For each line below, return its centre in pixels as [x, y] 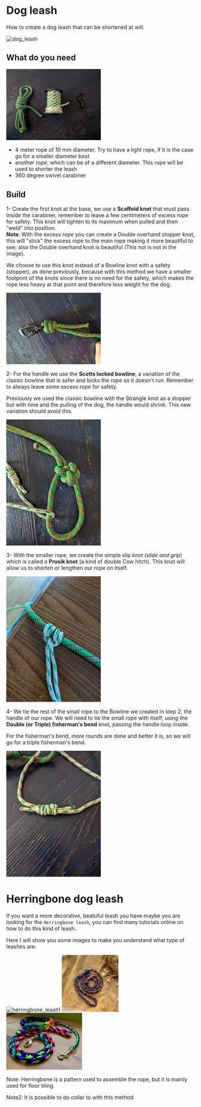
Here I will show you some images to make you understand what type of [95, 940]
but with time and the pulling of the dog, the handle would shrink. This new [99, 405]
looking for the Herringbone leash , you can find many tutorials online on [95, 922]
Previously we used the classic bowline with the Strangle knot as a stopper [99, 398]
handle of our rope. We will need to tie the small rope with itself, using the [97, 718]
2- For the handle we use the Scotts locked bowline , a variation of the [93, 374]
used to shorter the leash [46, 169]
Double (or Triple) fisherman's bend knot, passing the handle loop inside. [98, 724]
